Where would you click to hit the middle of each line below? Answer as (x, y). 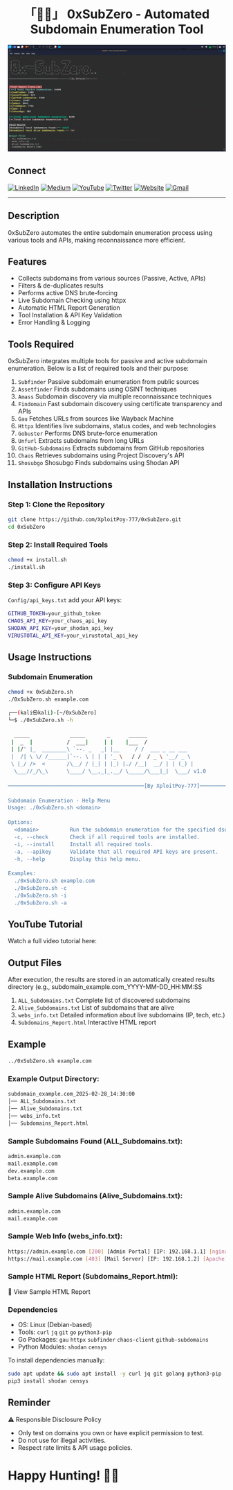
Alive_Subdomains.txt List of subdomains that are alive (96, 1008)
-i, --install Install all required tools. (84, 844)
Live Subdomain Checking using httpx (72, 300)
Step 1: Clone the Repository (56, 505)
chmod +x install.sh (38, 560)
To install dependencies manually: (56, 1360)
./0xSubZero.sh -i (41, 895)
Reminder (29, 1403)
